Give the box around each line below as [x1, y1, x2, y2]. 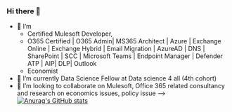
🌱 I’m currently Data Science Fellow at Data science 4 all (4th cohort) [16, 74, 217, 83]
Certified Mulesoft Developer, [27, 29, 113, 38]
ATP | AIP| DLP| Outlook [27, 59, 97, 68]
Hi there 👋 [6, 6, 41, 16]
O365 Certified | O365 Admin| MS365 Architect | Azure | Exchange [27, 37, 222, 45]
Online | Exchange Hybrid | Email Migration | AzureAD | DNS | [27, 45, 205, 53]
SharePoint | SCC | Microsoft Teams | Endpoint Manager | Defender [27, 52, 223, 60]
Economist [27, 66, 58, 76]
